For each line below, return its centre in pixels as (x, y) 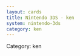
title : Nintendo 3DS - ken (40, 18)
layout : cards (24, 12)
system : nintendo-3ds (34, 23)
